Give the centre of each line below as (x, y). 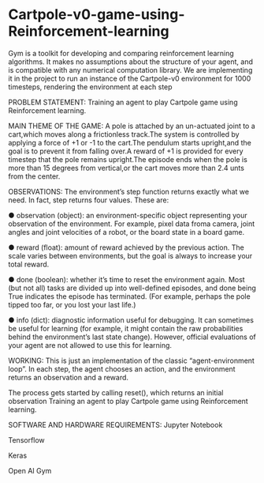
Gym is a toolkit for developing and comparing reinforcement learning (121, 53)
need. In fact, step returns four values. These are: (89, 200)
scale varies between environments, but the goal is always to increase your (130, 255)
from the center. (34, 176)
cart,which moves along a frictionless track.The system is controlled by (124, 134)
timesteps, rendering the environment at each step (90, 87)
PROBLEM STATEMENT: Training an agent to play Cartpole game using (123, 102)
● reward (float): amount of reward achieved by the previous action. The (126, 247)
